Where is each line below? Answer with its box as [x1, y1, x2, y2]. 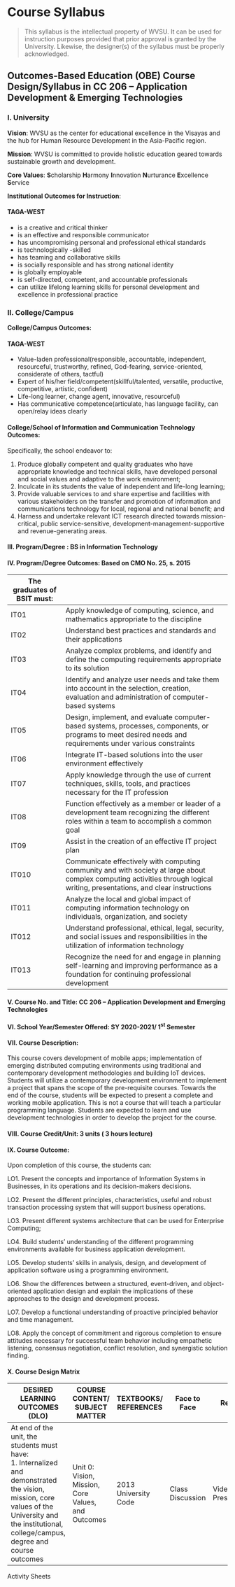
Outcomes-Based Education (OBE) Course [7, 70, 196, 82]
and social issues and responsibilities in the [65, 932, 208, 942]
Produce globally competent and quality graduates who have [17, 460, 194, 468]
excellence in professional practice [17, 290, 118, 298]
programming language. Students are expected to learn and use [7, 1106, 192, 1115]
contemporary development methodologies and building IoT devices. [7, 1068, 206, 1078]
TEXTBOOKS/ [116, 1394, 163, 1404]
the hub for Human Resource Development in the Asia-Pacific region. [7, 136, 206, 144]
